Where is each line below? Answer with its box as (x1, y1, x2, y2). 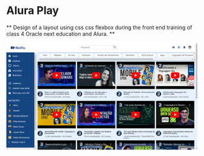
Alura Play (6, 4, 59, 18)
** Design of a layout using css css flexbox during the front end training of (6, 24, 192, 31)
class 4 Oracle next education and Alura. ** (6, 30, 115, 37)
